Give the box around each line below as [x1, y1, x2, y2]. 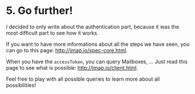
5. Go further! [6, 4, 73, 17]
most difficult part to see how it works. [6, 29, 99, 36]
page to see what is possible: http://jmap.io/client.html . [6, 64, 138, 71]
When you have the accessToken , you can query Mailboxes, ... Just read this [6, 58, 188, 65]
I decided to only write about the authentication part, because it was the [6, 23, 179, 30]
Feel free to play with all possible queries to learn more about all [6, 75, 160, 82]
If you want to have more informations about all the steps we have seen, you [6, 41, 190, 48]
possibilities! [6, 81, 36, 88]
